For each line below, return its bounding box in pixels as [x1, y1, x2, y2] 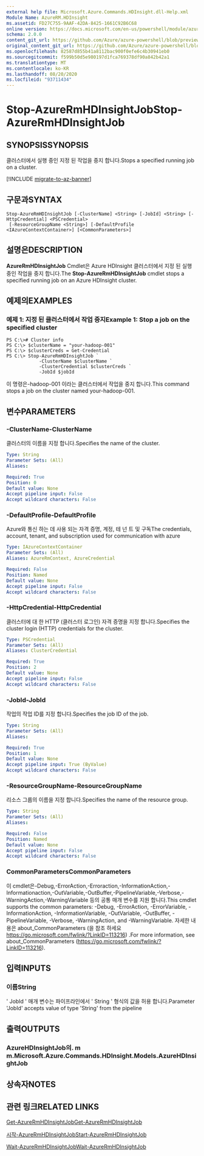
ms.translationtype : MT [6, 60, 67, 66]
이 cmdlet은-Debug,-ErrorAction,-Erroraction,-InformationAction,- [6, 882, 171, 889]
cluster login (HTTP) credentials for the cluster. [6, 624, 124, 632]
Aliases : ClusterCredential [6, 648, 78, 654]
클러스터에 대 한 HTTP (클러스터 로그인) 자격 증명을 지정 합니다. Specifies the [6, 618, 190, 625]
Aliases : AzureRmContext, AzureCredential [6, 555, 115, 562]
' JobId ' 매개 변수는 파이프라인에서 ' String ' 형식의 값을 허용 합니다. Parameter [6, 997, 195, 1005]
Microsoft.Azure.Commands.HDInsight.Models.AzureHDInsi [14, 1052, 197, 1060]
